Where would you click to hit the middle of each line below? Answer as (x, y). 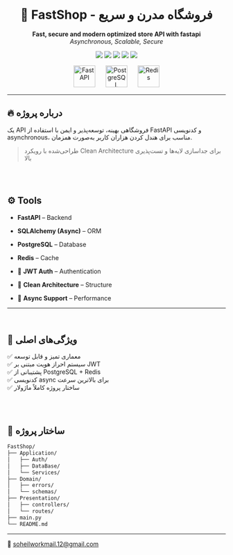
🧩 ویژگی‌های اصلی (42, 340)
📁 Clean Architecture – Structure (64, 284)
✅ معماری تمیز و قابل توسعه (44, 357)
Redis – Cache (38, 257)
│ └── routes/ (31, 511)
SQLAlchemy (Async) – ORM (59, 231)
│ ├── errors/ (31, 486)
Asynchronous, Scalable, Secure (116, 41)
